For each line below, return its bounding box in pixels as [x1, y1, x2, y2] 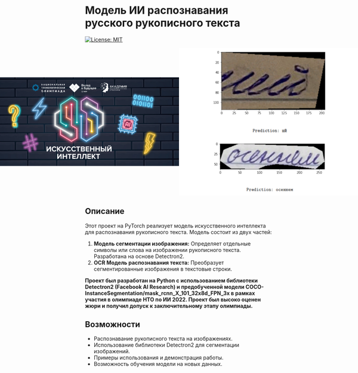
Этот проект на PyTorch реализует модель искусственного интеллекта [85, 222, 266, 229]
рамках [234, 290, 255, 297]
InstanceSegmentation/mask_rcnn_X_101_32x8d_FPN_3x [85, 290, 230, 297]
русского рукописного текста [85, 16, 241, 30]
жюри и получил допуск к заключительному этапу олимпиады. [85, 302, 253, 309]
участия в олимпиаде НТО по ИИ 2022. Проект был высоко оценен [85, 296, 261, 303]
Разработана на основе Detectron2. [93, 253, 185, 260]
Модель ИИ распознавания [85, 4, 229, 17]
